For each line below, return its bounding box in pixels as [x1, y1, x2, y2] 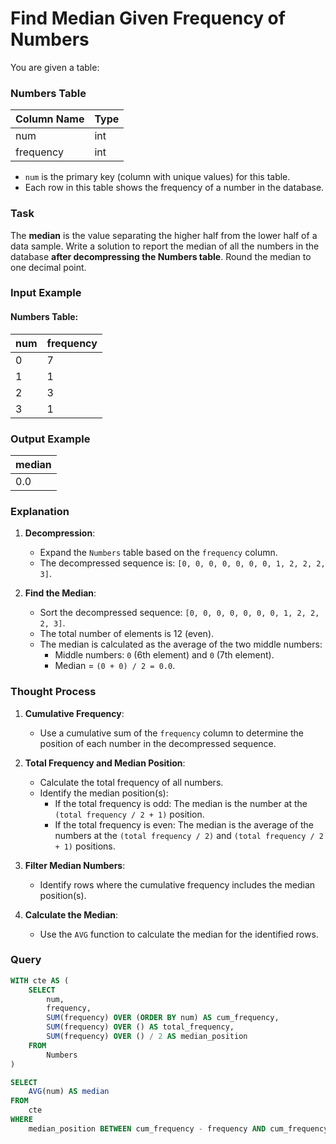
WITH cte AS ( [10, 975, 70, 986]
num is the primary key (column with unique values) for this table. [24, 171, 291, 183]
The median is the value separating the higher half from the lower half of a [10, 229, 318, 241]
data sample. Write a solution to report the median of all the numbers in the [10, 240, 320, 252]
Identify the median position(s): [39, 787, 169, 799]
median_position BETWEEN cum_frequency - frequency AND [28, 1123, 267, 1134]
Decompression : [24, 527, 96, 539]
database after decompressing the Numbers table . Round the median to [10, 250, 312, 262]
